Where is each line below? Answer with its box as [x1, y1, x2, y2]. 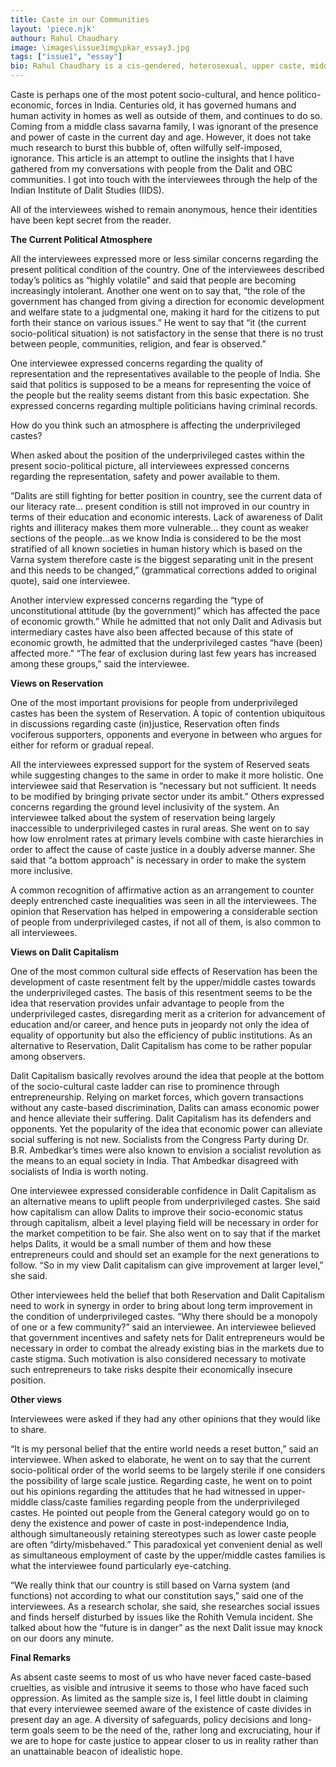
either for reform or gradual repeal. [10, 739, 154, 751]
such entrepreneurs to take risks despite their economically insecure [10, 1364, 293, 1375]
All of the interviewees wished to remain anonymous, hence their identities [10, 204, 318, 215]
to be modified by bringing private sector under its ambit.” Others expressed [10, 791, 325, 802]
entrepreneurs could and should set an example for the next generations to [10, 1249, 320, 1260]
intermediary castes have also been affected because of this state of [10, 626, 294, 638]
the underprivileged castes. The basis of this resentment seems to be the [10, 987, 313, 998]
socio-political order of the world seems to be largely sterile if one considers [10, 1464, 326, 1476]
